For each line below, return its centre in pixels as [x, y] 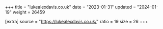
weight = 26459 [29, 12]
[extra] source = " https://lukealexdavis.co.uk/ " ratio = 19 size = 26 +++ [77, 22]
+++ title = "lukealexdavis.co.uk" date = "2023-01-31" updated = [70, 7]
